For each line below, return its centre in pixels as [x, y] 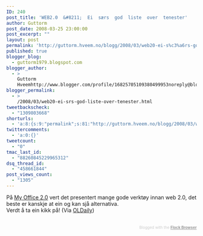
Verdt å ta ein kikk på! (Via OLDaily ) [50, 210]
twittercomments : [28, 130]
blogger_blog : [24, 57]
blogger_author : [27, 68]
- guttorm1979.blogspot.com [47, 62]
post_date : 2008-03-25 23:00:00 [47, 29]
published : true [27, 51]
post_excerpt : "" [28, 34]
